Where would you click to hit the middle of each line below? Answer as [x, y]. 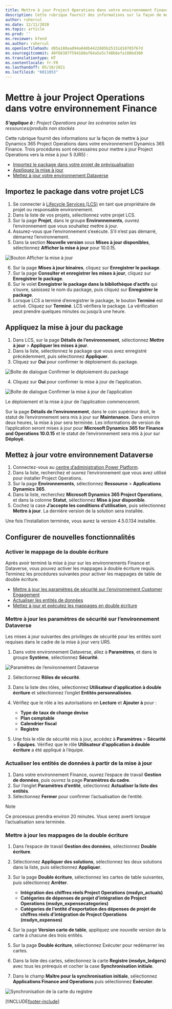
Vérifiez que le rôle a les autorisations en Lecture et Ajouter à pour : [85, 703]
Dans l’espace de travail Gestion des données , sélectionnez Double [85, 846]
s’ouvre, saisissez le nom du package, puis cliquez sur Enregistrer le [85, 289]
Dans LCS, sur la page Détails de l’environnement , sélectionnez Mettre [89, 340]
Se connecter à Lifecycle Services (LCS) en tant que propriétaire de [84, 204]
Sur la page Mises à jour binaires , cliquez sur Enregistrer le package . [87, 267]
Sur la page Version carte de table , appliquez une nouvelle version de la [89, 930]
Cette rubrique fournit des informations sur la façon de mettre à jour [77, 138]
